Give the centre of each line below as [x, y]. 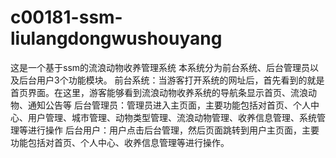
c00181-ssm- [66, 17]
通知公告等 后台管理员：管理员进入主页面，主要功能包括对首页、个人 [169, 105]
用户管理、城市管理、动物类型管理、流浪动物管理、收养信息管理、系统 [172, 117]
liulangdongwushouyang [116, 38]
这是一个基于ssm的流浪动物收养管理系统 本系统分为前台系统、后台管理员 [160, 67]
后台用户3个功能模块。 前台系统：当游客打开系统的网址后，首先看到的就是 [171, 80]
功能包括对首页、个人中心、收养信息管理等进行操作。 [120, 142]
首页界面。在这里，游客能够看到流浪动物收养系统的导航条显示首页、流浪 [159, 92]
